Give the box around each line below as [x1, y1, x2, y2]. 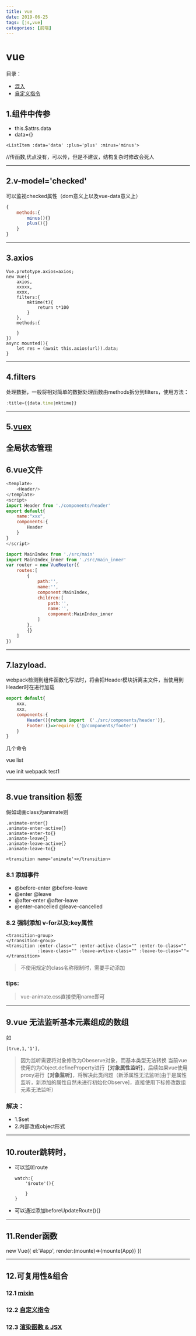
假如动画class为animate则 [6, 809, 69, 816]
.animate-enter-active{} [6, 826, 66, 831]
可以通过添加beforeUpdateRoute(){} [14, 1207, 101, 1214]
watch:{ [14, 1175, 33, 1181]
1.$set [14, 1116, 29, 1123]
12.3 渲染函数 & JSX [6, 1323, 62, 1331]
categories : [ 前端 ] [6, 25, 52, 31]
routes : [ [16, 568, 38, 574]
